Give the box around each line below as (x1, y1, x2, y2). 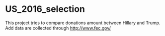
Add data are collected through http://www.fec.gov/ (5, 25, 111, 31)
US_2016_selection (5, 3, 85, 15)
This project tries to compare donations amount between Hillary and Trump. (5, 20, 161, 26)
